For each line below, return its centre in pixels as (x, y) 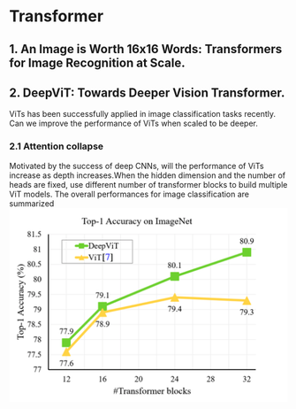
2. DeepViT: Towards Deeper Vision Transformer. (147, 93)
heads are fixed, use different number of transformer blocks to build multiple (148, 184)
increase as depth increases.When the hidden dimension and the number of (148, 175)
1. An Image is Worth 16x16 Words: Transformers (146, 49)
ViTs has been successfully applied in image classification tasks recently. (143, 114)
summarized (32, 203)
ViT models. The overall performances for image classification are (129, 194)
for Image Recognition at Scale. (97, 62)
